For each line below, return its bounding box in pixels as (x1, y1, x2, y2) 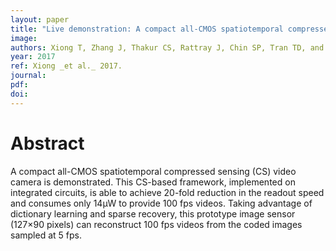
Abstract (10, 132, 85, 155)
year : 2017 (10, 52, 56, 62)
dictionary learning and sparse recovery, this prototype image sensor (10, 207, 296, 220)
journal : (10, 71, 47, 81)
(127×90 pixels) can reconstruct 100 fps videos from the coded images (10, 218, 303, 230)
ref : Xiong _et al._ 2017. (10, 61, 123, 71)
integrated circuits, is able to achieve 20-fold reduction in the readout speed (10, 186, 325, 198)
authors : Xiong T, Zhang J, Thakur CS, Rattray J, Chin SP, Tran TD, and (10, 42, 325, 53)
